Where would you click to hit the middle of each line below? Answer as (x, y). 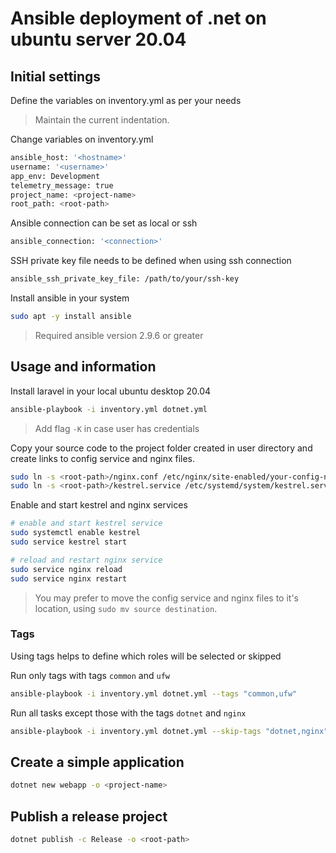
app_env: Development (55, 176)
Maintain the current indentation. (102, 120)
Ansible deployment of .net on (138, 18)
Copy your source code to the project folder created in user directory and (161, 448)
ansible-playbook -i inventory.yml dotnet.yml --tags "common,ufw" (154, 693)
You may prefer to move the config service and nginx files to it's (166, 598)
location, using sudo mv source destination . (126, 608)
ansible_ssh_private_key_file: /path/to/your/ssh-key (125, 279)
